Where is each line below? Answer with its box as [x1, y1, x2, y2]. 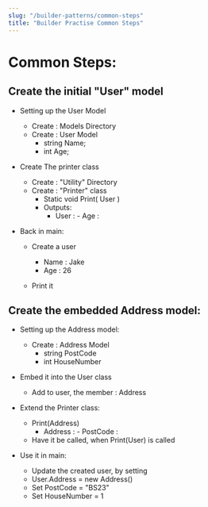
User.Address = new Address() [31, 474, 133, 484]
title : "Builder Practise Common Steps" [8, 19, 144, 27]
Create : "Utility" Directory [31, 177, 117, 186]
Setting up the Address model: [19, 325, 120, 334]
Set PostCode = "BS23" [31, 483, 110, 493]
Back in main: [19, 226, 64, 236]
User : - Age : [55, 211, 100, 221]
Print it [31, 281, 54, 290]
